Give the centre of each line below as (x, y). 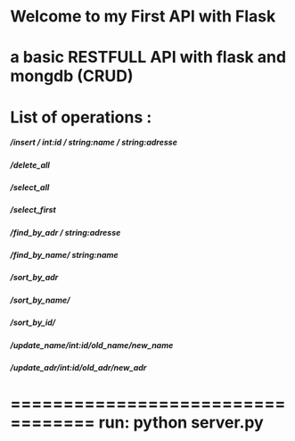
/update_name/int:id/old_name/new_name (92, 345)
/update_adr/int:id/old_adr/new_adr (78, 367)
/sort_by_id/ (33, 322)
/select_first (33, 210)
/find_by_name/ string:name (64, 255)
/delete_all (30, 165)
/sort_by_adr (34, 278)
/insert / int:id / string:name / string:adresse (94, 142)
